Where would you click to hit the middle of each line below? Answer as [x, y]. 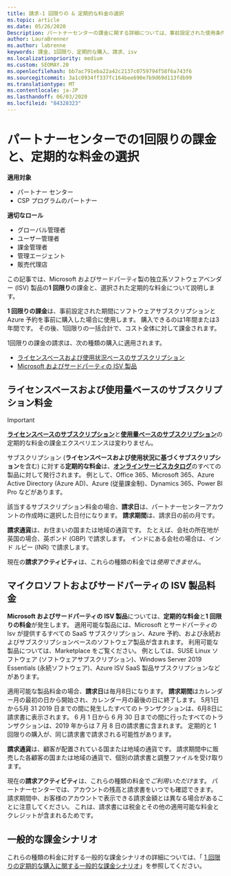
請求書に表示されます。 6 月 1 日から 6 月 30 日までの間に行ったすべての [109, 717]
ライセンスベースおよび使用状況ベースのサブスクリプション [101, 357]
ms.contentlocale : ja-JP [43, 90]
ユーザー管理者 [38, 238]
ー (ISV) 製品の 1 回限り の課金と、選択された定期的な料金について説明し [108, 288]
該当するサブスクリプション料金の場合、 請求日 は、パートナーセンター [107, 506]
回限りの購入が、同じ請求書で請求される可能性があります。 [91, 735]
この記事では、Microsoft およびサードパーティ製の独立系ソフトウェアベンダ [114, 279]
